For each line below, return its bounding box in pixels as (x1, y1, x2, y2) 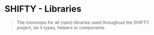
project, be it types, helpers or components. (16, 24, 106, 30)
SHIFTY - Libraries (4, 3, 82, 15)
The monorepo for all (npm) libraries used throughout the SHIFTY (16, 19, 150, 25)
